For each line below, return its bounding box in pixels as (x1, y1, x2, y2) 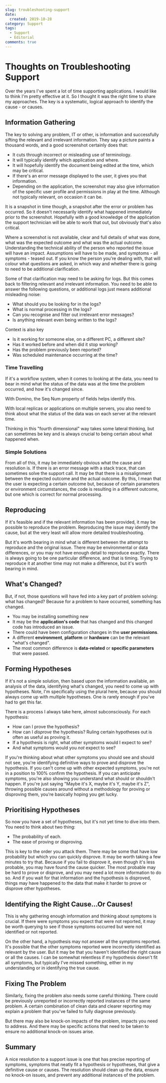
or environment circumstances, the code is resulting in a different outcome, (5, 486, 159, 492)
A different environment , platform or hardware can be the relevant (12, 634, 150, 640)
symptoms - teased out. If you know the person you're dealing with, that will (5, 255, 161, 261)
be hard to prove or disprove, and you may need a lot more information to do (5, 870, 162, 876)
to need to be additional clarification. (5, 266, 80, 272)
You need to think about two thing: (5, 824, 76, 830)
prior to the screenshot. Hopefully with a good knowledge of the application (5, 214, 160, 220)
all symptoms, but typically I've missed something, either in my (5, 960, 134, 966)
